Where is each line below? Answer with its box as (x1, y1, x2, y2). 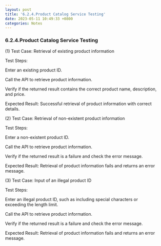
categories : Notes (5, 21, 42, 26)
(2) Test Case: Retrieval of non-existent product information (5, 115, 125, 121)
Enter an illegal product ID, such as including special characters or (5, 196, 138, 202)
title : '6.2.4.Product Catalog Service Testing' (5, 12, 106, 17)
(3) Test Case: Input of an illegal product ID (5, 177, 92, 183)
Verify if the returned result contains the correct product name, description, (5, 86, 157, 92)
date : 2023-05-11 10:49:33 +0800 (5, 16, 73, 21)
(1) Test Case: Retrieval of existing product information (5, 48, 115, 54)
